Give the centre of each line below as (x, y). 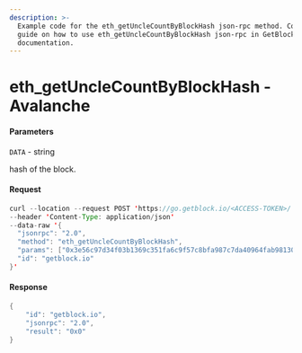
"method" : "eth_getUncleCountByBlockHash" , (100, 242)
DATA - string (32, 151)
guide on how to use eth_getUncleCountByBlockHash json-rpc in (138, 34)
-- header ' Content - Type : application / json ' (92, 216)
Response (28, 287)
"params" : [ (40, 251)
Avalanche (50, 106)
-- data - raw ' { (36, 225)
